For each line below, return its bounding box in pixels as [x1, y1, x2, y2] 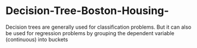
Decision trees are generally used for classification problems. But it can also [5, 23, 192, 30]
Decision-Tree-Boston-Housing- [5, 4, 170, 18]
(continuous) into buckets [5, 36, 68, 43]
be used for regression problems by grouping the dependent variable [5, 29, 174, 36]
